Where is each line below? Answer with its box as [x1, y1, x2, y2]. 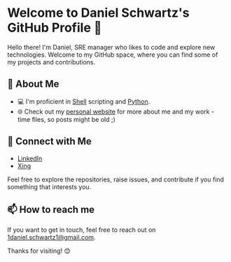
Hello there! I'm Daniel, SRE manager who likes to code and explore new [7, 43, 216, 51]
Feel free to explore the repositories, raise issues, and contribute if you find [7, 175, 224, 184]
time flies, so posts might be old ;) [17, 115, 115, 123]
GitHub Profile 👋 [7, 20, 102, 36]
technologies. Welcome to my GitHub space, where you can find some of [7, 50, 218, 59]
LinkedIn [17, 154, 43, 163]
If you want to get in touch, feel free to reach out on [7, 226, 156, 234]
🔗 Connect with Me [7, 135, 92, 148]
